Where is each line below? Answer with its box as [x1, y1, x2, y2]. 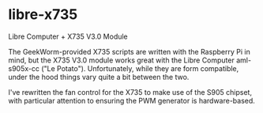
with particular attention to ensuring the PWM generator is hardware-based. [8, 96, 255, 105]
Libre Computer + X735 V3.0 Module [8, 32, 128, 41]
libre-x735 [8, 6, 78, 24]
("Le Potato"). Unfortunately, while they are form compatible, [40, 63, 239, 73]
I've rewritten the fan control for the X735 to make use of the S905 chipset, [8, 87, 253, 96]
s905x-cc [8, 63, 39, 73]
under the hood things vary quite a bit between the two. [8, 72, 190, 81]
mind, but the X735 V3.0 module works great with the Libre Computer [8, 55, 235, 65]
